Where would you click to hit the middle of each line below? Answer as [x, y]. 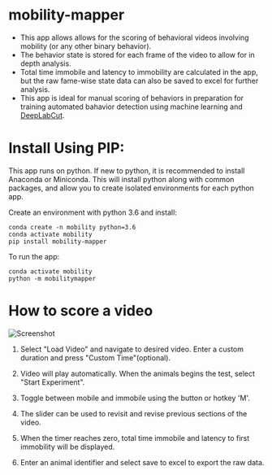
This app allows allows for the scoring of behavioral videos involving [134, 37]
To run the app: [34, 256]
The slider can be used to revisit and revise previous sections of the [134, 413]
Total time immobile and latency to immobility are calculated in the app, [139, 72]
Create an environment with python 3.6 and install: [93, 212]
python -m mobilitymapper [52, 278]
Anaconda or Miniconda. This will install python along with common [121, 179]
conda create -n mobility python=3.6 [72, 227]
